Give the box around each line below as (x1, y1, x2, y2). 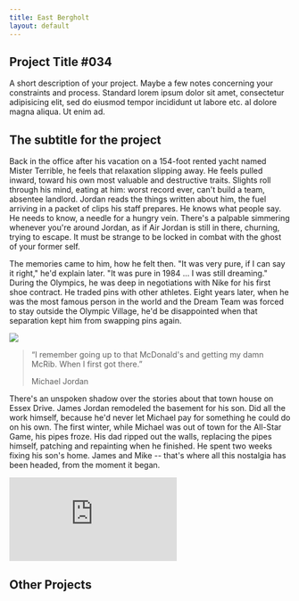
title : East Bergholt (9, 12, 90, 22)
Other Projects (9, 577, 92, 592)
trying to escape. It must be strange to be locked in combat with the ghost (9, 232, 282, 243)
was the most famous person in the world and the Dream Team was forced (9, 296, 284, 308)
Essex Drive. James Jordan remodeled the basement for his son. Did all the (9, 403, 286, 414)
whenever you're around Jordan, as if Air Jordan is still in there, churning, (9, 222, 280, 233)
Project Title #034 (9, 54, 112, 70)
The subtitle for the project (9, 132, 162, 147)
